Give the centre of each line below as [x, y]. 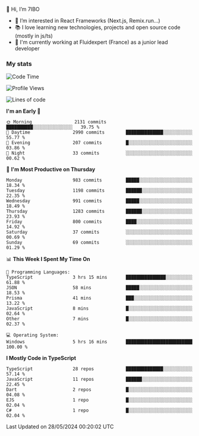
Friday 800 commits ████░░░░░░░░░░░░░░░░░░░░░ [99, 222]
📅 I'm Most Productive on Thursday [51, 170]
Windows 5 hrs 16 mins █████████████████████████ [99, 342]
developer [27, 48]
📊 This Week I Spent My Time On [48, 259]
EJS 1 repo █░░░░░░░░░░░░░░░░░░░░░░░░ [99, 400]
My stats [19, 63]
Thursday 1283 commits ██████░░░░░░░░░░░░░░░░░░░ [99, 211]
